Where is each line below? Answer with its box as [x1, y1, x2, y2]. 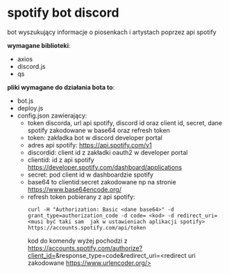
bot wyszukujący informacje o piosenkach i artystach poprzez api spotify [7, 28, 217, 36]
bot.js [17, 96, 34, 105]
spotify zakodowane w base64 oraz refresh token [27, 126, 170, 134]
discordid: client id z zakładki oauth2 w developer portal [27, 148, 188, 156]
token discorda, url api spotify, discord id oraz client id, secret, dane [27, 118, 223, 127]
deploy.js [17, 104, 44, 112]
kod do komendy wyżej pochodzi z [27, 236, 128, 245]
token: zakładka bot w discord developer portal [27, 134, 163, 142]
